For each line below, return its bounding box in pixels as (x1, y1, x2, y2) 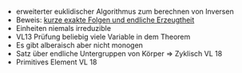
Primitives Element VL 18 (15, 57, 97, 67)
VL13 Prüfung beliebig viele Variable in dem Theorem (15, 32, 191, 41)
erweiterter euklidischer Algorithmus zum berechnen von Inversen (15, 7, 234, 16)
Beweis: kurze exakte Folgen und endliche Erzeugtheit (15, 15, 195, 25)
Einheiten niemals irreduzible (15, 24, 112, 33)
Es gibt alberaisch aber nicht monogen (15, 40, 144, 50)
